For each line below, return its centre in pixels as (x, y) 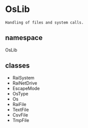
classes (17, 66)
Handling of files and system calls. (44, 22)
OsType (20, 93)
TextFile (20, 109)
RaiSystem (23, 77)
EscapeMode (26, 88)
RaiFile (19, 104)
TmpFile (21, 120)
